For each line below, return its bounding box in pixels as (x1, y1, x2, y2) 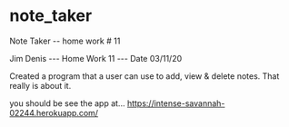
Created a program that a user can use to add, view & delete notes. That (9, 70, 280, 82)
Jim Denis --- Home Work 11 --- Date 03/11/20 (9, 53, 183, 63)
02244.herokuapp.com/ (9, 107, 98, 118)
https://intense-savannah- (126, 97, 225, 109)
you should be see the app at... (9, 97, 125, 109)
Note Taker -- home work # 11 (9, 35, 121, 46)
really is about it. (9, 80, 72, 91)
